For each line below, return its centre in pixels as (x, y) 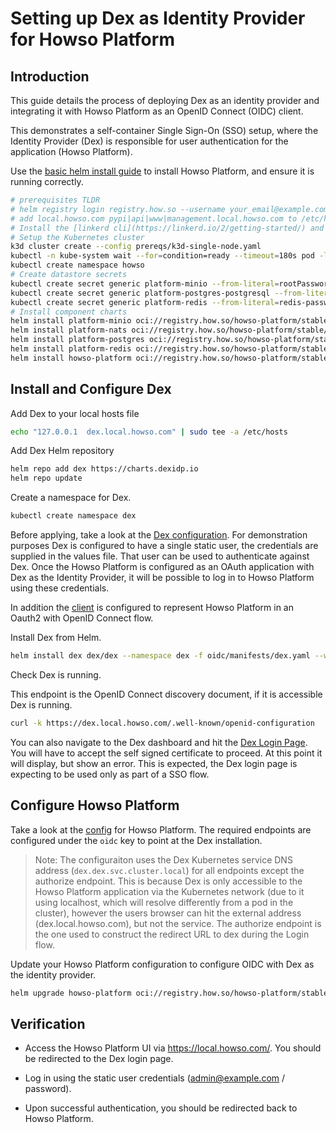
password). (48, 1089)
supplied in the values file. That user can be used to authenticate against (160, 556)
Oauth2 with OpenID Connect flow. (82, 618)
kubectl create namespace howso (77, 265)
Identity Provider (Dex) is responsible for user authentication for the (149, 141)
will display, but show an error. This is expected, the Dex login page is (154, 763)
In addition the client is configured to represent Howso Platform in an (152, 608)
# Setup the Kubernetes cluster (77, 237)
